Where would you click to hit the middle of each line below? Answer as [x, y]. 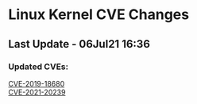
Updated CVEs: [39, 67]
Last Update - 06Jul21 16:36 [79, 44]
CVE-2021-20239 [37, 92]
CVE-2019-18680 [37, 83]
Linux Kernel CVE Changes [98, 15]
